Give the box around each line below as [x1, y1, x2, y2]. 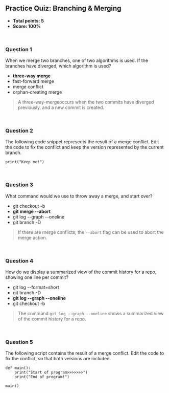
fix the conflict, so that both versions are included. [5, 356, 111, 362]
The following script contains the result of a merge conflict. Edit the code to [5, 350, 164, 356]
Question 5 [5, 338, 33, 345]
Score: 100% [12, 23, 41, 29]
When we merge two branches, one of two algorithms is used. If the [5, 57, 149, 63]
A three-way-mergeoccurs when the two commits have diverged [17, 99, 154, 105]
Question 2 [5, 127, 33, 135]
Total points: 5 [12, 17, 44, 24]
